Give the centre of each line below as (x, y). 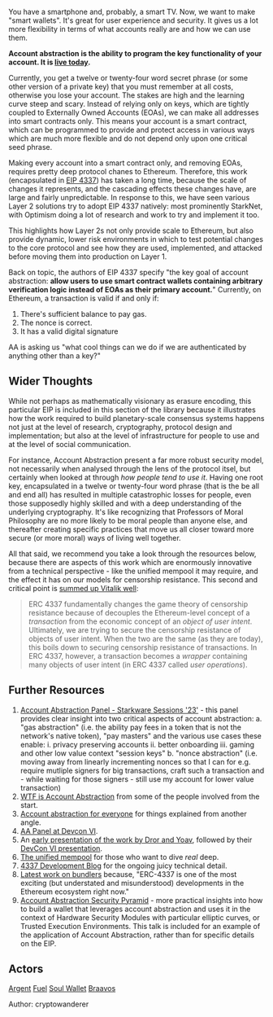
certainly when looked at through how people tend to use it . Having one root (136, 477)
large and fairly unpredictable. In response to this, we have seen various (129, 197)
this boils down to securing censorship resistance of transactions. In (143, 647)
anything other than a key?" (55, 356)
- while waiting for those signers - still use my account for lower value (137, 779)
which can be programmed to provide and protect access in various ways (132, 130)
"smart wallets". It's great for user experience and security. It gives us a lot (133, 20)
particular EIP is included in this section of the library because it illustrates (132, 410)
